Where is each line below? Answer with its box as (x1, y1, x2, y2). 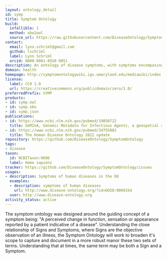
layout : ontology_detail (5, 7, 57, 12)
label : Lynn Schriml (9, 53, 52, 59)
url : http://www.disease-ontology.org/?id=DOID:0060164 (14, 188, 133, 193)
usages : (5, 169, 21, 174)
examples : (9, 179, 30, 184)
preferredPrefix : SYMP (5, 91, 52, 96)
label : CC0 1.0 (9, 81, 41, 86)
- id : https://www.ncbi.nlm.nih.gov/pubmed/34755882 (5, 128, 117, 132)
